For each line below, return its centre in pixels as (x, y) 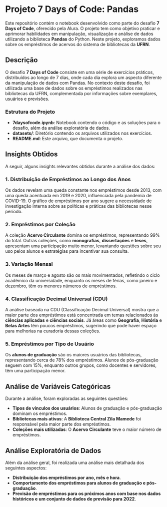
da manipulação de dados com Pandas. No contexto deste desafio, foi (77, 83)
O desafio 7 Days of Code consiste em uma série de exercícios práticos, (79, 72)
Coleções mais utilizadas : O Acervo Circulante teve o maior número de (87, 429)
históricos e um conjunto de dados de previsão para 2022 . (74, 498)
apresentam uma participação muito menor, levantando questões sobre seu (83, 246)
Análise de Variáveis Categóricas (58, 386)
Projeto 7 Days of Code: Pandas (72, 9)
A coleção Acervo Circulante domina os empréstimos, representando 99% (82, 235)
